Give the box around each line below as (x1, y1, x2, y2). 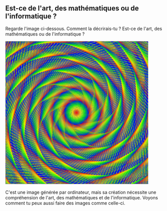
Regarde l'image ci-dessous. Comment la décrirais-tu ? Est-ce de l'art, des (5, 25, 162, 32)
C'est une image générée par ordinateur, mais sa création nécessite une (5, 189, 156, 195)
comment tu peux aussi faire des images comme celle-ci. (5, 200, 126, 206)
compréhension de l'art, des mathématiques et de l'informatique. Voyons (5, 194, 158, 200)
